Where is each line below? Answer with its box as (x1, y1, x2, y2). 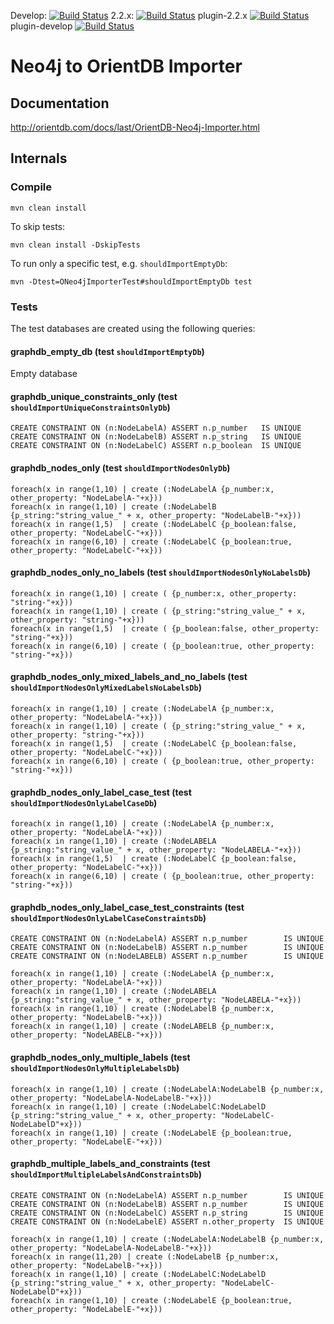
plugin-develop (10, 20, 73, 32)
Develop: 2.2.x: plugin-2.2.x (10, 10, 248, 21)
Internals (10, 150, 68, 167)
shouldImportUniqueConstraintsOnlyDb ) (10, 401, 171, 413)
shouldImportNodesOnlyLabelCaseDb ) (10, 796, 158, 809)
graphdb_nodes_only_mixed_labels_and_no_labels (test (10, 671, 248, 683)
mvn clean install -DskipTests (10, 240, 141, 250)
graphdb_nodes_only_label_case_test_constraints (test (10, 901, 245, 913)
